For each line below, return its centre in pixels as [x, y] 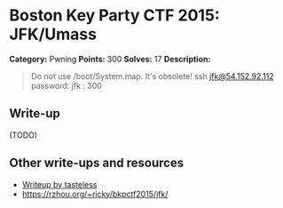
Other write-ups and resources [97, 163]
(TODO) [24, 135]
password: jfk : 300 [66, 85]
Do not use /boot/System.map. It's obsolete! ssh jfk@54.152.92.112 [152, 76]
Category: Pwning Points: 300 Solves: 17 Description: [110, 59]
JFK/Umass [53, 34]
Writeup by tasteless [59, 184]
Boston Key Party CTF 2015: [114, 16]
